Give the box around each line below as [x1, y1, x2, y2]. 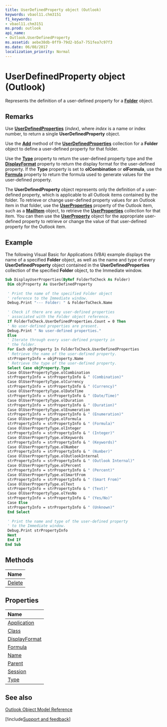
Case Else [7, 500, 28, 505]
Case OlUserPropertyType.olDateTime [7, 388, 84, 394]
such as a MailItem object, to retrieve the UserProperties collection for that [5, 208, 161, 214]
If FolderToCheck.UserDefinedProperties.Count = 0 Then [7, 318, 126, 324]
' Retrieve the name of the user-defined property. [7, 351, 117, 356]
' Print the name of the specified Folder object [7, 291, 113, 296]
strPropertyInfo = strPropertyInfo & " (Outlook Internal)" [7, 458, 135, 463]
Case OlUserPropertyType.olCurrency [7, 379, 84, 384]
